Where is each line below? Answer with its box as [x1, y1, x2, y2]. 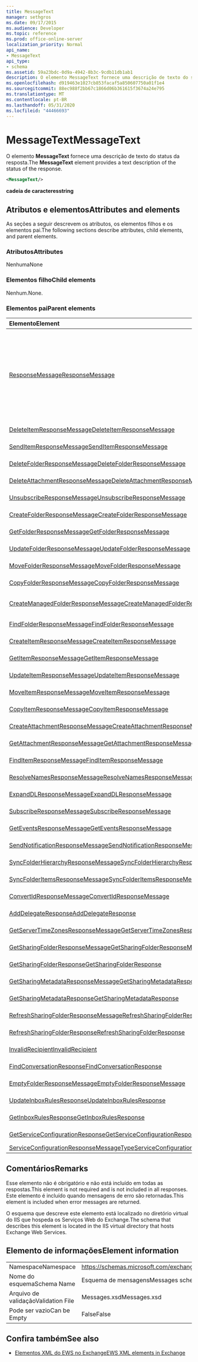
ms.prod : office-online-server [6, 36, 83, 42]
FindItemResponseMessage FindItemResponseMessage [9, 756, 163, 764]
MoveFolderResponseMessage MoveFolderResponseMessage [9, 561, 181, 570]
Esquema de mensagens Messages [81, 1276, 179, 1284]
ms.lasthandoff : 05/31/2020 [6, 102, 75, 108]
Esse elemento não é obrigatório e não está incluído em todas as [6, 1179, 163, 1186]
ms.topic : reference [6, 31, 57, 37]
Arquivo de [9, 1289, 39, 1298]
